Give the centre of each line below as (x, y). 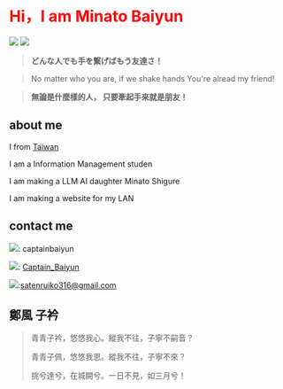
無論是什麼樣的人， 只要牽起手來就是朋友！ (109, 97)
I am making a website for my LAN (72, 198)
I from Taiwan (34, 146)
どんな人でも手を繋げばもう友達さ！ (97, 60)
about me (36, 125)
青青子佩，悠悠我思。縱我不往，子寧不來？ (108, 357)
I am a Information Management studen (81, 164)
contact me (41, 226)
